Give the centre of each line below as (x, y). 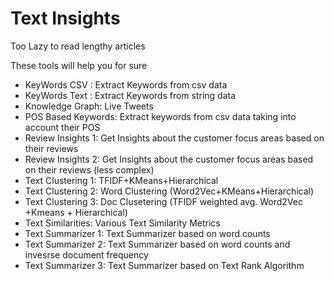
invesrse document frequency (86, 254)
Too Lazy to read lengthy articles (78, 46)
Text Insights (65, 18)
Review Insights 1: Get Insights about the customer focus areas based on (174, 138)
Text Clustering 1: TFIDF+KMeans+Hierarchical (121, 180)
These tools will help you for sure (79, 65)
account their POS (62, 127)
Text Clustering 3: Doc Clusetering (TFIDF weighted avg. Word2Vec (163, 201)
